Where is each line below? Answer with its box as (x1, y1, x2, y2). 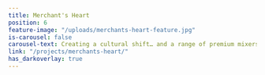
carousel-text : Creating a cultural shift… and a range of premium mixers (8, 41, 259, 48)
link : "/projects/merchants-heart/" (8, 48, 129, 55)
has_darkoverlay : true (8, 55, 83, 63)
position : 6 (8, 19, 47, 27)
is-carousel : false (8, 33, 73, 41)
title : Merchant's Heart (8, 11, 90, 20)
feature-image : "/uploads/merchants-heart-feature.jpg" (8, 26, 196, 34)
